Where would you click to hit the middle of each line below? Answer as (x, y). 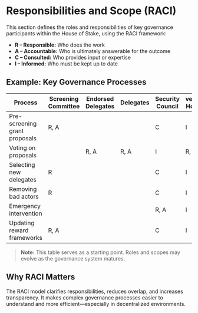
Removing (23, 189)
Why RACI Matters (41, 277)
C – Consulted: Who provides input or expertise (73, 57)
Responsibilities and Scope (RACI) (91, 11)
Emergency (25, 206)
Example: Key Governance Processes (76, 82)
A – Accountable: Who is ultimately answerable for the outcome (93, 51)
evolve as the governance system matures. (73, 258)
